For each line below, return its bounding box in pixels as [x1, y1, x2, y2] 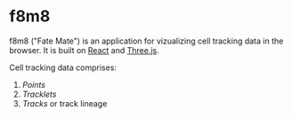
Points [21, 79, 46, 90]
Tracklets [21, 89, 57, 99]
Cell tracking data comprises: [9, 62, 118, 73]
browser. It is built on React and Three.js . [9, 44, 159, 55]
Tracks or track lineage [21, 98, 108, 108]
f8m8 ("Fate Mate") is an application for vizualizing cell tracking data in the [9, 35, 284, 46]
